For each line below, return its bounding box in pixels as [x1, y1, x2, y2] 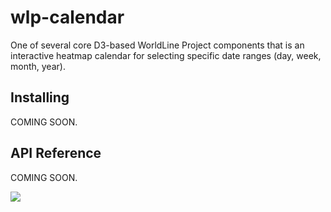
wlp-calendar [10, 6, 125, 29]
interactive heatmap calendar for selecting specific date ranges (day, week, [10, 49, 322, 61]
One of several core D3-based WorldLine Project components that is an [10, 39, 305, 51]
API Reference [10, 145, 102, 162]
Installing [10, 89, 70, 106]
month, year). [10, 60, 66, 72]
